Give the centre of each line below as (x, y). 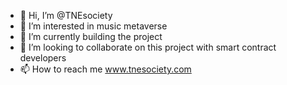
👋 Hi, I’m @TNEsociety (66, 15)
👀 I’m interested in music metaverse (93, 26)
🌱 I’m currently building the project (91, 36)
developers (43, 58)
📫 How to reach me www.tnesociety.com (105, 69)
